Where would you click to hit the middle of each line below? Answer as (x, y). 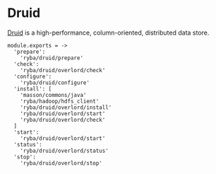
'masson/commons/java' (53, 95)
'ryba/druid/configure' (55, 83)
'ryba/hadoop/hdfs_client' (60, 101)
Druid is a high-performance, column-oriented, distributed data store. (108, 33)
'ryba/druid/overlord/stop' (61, 163)
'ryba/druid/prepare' (52, 58)
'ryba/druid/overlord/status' (65, 151)
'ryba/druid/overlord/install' (66, 108)
